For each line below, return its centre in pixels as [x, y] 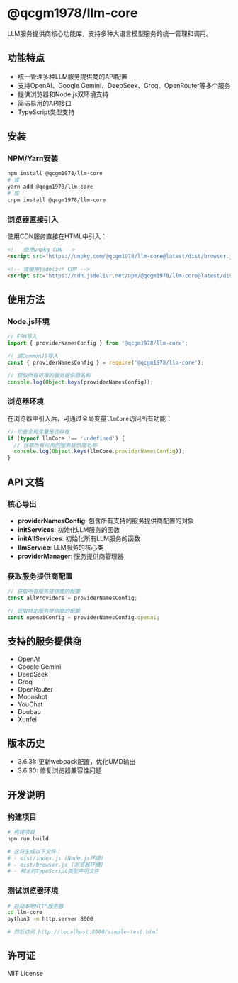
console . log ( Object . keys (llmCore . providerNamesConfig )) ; [100, 452]
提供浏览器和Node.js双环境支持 [63, 94]
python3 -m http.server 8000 [50, 919]
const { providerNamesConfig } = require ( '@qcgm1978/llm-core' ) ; [106, 362]
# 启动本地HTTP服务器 [35, 906]
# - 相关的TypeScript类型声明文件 [53, 871]
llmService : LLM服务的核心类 [61, 547]
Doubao [29, 711]
